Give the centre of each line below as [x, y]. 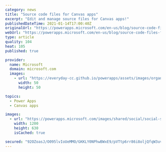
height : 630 [26, 128]
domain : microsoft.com [33, 69]
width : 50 [28, 83]
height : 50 [29, 87]
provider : [15, 60]
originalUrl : [19, 28]
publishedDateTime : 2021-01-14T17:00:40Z [48, 23]
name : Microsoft [26, 65]
